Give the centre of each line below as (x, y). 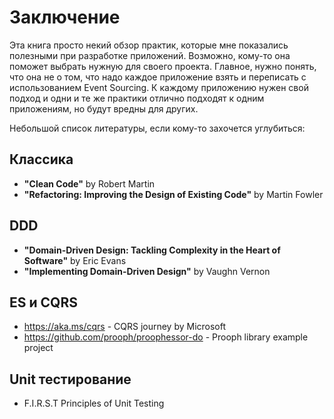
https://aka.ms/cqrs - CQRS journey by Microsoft (125, 327)
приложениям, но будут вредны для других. (104, 108)
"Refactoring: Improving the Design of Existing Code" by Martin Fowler (173, 194)
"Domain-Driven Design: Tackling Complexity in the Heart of (152, 250)
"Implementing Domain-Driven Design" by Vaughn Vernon (147, 271)
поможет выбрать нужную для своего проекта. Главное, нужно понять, (163, 66)
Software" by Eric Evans (75, 260)
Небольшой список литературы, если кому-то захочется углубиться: (157, 128)
